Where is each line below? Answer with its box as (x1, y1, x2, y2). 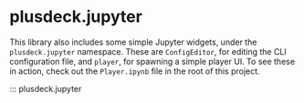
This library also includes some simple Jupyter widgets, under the (9, 36, 257, 47)
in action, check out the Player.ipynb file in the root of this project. (9, 66, 260, 77)
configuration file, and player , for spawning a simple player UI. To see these (9, 56, 295, 67)
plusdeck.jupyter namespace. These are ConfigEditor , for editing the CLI (9, 46, 288, 57)
